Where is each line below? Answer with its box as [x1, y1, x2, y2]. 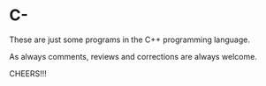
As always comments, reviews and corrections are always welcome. [9, 51, 258, 61]
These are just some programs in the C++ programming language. [9, 34, 250, 45]
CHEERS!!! [9, 68, 47, 79]
